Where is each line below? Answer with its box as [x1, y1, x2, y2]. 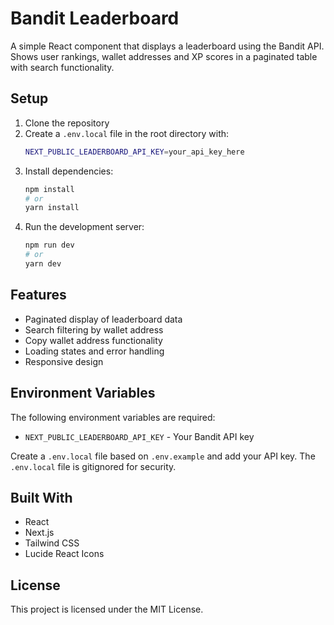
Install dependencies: [24, 165, 114, 177]
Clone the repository [24, 117, 110, 129]
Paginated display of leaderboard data [24, 313, 183, 325]
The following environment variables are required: [10, 411, 216, 423]
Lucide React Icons [24, 548, 105, 560]
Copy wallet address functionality [24, 334, 163, 346]
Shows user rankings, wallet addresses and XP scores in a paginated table [10, 50, 318, 62]
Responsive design [24, 355, 104, 367]
